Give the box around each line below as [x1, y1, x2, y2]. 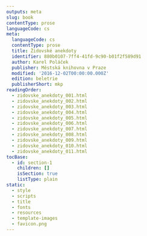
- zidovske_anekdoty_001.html [11, 92, 87, 98]
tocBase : [6, 154, 28, 160]
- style [11, 187, 31, 193]
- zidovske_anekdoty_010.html [11, 142, 87, 149]
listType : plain [17, 177, 58, 183]
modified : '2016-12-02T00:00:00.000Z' [11, 70, 110, 76]
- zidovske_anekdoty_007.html [11, 126, 87, 132]
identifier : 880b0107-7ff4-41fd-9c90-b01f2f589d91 [11, 53, 142, 59]
